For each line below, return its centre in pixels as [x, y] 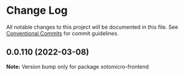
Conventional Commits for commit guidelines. [62, 33]
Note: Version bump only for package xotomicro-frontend [78, 66]
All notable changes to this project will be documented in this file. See [92, 27]
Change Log [37, 10]
